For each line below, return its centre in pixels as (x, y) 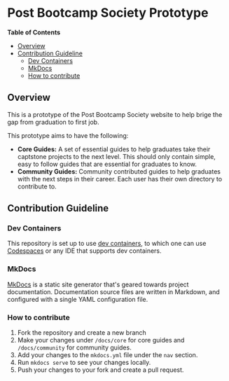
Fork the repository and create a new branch (82, 333)
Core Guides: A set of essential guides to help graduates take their (114, 149)
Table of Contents (34, 32)
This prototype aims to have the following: (68, 135)
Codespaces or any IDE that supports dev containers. (85, 251)
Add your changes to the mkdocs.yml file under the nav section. (107, 355)
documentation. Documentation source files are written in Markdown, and (113, 291)
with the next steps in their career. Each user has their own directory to (120, 179)
